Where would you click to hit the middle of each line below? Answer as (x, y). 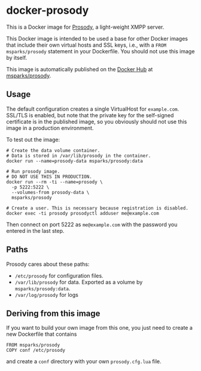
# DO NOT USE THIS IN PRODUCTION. (49, 177)
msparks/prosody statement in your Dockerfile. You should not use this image (100, 51)
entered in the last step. (35, 230)
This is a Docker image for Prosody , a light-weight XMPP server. (85, 27)
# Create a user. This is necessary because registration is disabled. (97, 208)
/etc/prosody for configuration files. (59, 275)
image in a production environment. (50, 128)
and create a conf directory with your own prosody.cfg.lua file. (84, 361)
